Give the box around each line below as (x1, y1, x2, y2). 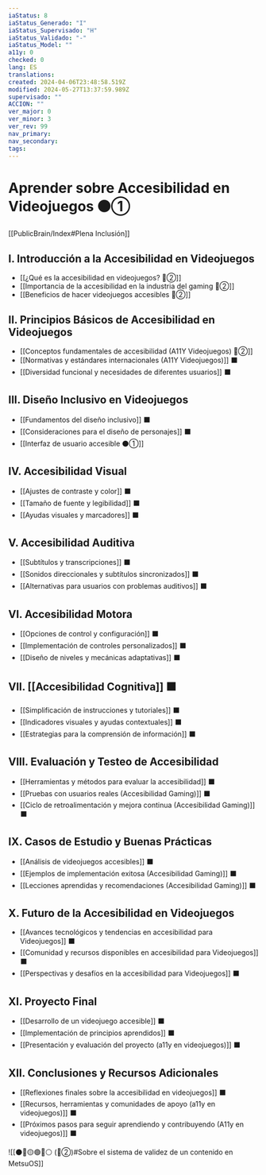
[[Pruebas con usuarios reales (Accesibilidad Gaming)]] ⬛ (19, 788, 211, 798)
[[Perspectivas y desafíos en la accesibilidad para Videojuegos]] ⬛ (19, 968, 240, 978)
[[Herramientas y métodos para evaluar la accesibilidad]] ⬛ (19, 776, 216, 787)
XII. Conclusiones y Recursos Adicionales (8, 1066, 219, 1080)
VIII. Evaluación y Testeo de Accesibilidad (8, 756, 219, 769)
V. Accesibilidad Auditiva (8, 535, 135, 549)
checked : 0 (8, 56, 44, 64)
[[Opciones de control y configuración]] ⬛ (19, 629, 159, 639)
